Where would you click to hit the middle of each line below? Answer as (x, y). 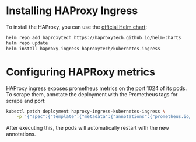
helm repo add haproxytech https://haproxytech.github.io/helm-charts (94, 37)
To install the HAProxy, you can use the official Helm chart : (77, 27)
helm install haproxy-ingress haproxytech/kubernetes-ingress (83, 49)
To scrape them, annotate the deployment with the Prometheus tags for (92, 94)
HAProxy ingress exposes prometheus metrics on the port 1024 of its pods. (97, 88)
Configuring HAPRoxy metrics (81, 72)
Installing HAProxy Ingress (72, 11)
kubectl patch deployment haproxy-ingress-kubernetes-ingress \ (86, 111)
